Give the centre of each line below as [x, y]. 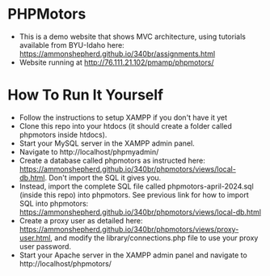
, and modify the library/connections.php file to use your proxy [154, 238]
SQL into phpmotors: [54, 203]
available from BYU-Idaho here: [72, 45]
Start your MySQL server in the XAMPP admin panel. [107, 143]
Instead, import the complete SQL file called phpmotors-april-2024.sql [136, 186]
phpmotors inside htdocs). [63, 134]
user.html [35, 238]
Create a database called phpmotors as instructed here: [112, 160]
